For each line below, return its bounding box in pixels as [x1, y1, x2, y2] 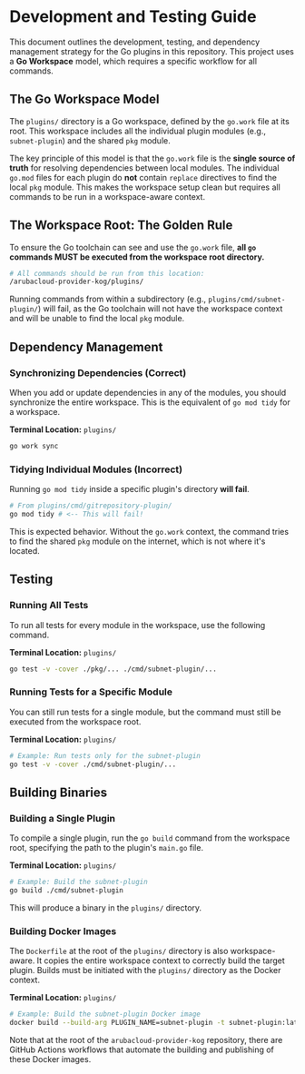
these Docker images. [9, 1054, 92, 1065]
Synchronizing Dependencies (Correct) [9, 366, 187, 379]
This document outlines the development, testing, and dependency [9, 36, 261, 47]
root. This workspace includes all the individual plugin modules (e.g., [9, 125, 266, 136]
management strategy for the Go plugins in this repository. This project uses [9, 45, 295, 56]
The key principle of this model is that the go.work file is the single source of [9, 153, 296, 163]
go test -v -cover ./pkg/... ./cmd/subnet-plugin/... [9, 665, 218, 674]
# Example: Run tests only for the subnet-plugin [9, 751, 202, 760]
